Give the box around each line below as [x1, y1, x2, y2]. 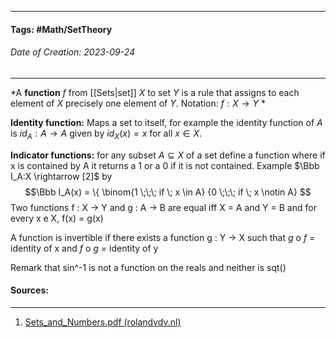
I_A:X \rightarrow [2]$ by [10, 170, 113, 182]
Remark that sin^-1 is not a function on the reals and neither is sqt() [10, 261, 287, 273]
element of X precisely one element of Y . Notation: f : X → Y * [10, 97, 267, 109]
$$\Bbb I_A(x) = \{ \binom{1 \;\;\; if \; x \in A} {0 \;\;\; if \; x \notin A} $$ [24, 186, 312, 198]
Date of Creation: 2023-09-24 [10, 46, 136, 58]
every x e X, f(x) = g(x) [10, 212, 104, 224]
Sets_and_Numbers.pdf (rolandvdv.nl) [24, 316, 182, 328]
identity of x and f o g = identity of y [10, 242, 159, 254]
